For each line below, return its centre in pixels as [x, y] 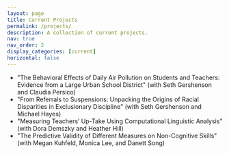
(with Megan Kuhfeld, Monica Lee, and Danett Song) [91, 143]
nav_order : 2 [26, 45]
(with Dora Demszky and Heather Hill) [70, 128]
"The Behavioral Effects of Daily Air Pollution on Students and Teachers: [118, 77]
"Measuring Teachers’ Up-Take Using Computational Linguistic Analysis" [120, 121]
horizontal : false [33, 58]
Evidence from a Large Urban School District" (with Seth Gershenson [114, 85]
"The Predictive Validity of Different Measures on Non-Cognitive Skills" [117, 136]
